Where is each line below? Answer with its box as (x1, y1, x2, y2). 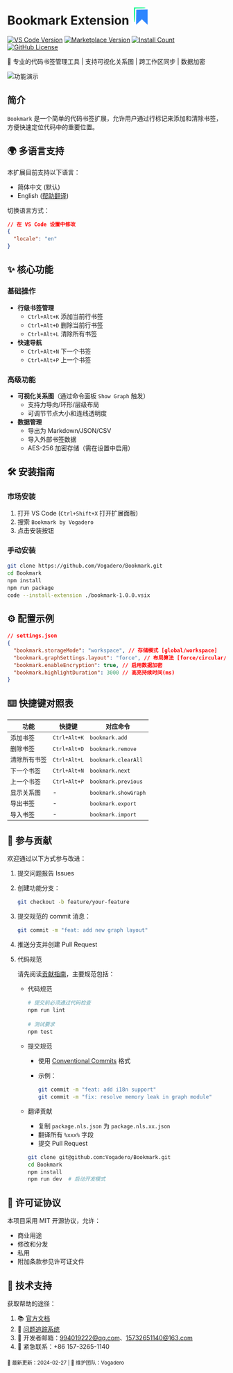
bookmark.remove (89, 746, 137, 753)
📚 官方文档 (17, 1314, 51, 1322)
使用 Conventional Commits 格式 (37, 1057, 131, 1065)
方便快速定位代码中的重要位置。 (7, 122, 98, 131)
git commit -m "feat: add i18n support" (37, 1086, 157, 1094)
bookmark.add (89, 734, 128, 741)
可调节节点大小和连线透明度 (27, 409, 107, 418)
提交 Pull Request (37, 1139, 88, 1147)
